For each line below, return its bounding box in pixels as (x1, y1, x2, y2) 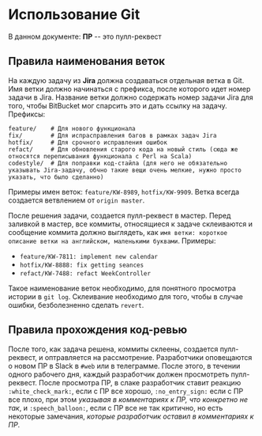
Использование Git (8, 6, 140, 24)
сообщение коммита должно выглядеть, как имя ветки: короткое (8, 227, 227, 237)
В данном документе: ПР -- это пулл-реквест (8, 32, 162, 41)
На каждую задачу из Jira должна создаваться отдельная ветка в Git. (8, 75, 245, 85)
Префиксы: (8, 109, 46, 119)
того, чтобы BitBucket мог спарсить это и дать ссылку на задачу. (8, 100, 227, 110)
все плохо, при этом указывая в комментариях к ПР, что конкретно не (8, 394, 249, 404)
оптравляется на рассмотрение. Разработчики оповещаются (44, 352, 253, 362)
